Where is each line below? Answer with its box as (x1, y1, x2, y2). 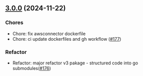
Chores (5, 19, 24, 26)
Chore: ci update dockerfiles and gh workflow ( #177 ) (12, 36, 121, 42)
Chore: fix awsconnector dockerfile (12, 30, 86, 37)
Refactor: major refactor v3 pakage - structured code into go (12, 60, 138, 66)
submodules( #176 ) (12, 65, 51, 71)
